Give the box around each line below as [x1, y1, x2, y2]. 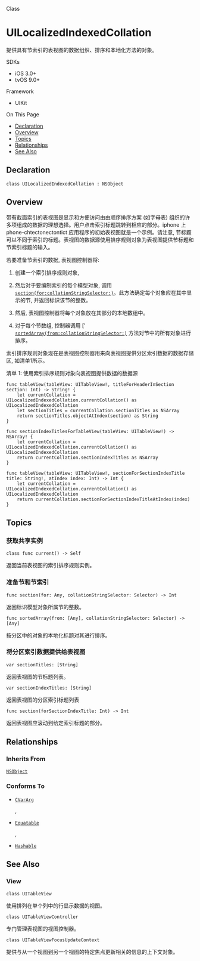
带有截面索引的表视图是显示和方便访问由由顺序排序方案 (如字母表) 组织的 [6, 214, 186, 221]
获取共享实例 [6, 536, 43, 545]
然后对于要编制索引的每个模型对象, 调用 [14, 282, 112, 289]
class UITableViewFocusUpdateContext [6, 937, 100, 943]
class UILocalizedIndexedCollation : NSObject [6, 181, 124, 187]
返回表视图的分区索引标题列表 [6, 696, 79, 703]
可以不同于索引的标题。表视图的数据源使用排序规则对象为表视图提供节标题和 [6, 236, 194, 243]
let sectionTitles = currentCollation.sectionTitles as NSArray [17, 407, 180, 413]
